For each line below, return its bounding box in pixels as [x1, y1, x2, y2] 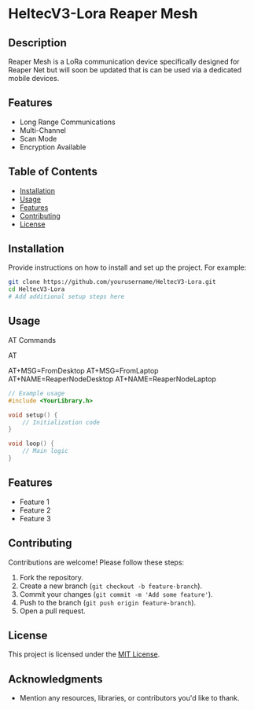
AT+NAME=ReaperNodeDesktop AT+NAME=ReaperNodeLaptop [8, 374, 216, 384]
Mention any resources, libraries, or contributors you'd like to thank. [19, 693, 240, 703]
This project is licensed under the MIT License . [8, 649, 160, 659]
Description [8, 36, 67, 50]
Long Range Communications [19, 117, 116, 127]
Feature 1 [19, 497, 50, 506]
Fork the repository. [19, 572, 84, 582]
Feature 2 [19, 505, 51, 515]
